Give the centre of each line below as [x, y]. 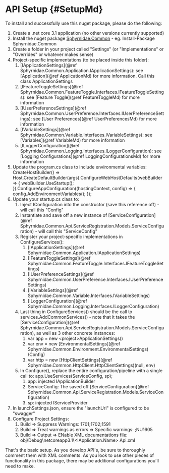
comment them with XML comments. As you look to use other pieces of [80, 455]
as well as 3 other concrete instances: [75, 333]
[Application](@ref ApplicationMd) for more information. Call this [87, 76]
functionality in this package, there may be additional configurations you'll [82, 460]
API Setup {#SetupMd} [54, 9]
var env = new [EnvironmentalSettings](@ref [74, 343]
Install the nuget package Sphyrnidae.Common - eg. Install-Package [83, 38]
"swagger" [24, 413]
